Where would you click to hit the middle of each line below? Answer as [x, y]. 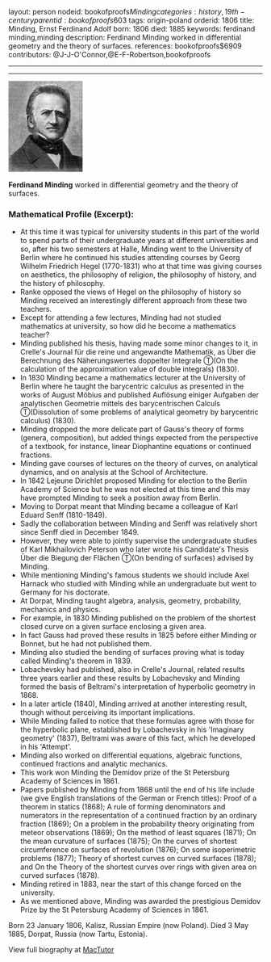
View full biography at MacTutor [61, 950]
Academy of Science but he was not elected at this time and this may [135, 489]
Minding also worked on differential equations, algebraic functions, [131, 755]
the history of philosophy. [63, 284]
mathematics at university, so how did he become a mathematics [128, 326]
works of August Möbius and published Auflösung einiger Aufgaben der [140, 395]
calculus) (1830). [48, 421]
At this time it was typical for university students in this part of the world [140, 232]
